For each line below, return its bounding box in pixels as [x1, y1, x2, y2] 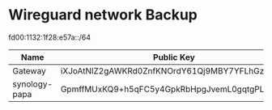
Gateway [12, 65, 46, 76]
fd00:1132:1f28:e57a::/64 [8, 32, 91, 42]
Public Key [152, 51, 196, 62]
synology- [12, 78, 53, 90]
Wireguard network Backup [8, 6, 198, 24]
